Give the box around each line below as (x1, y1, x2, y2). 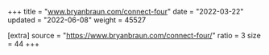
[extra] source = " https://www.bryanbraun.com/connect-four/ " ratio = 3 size (7, 31, 261, 40)
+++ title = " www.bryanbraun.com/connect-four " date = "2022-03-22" (7, 7, 244, 16)
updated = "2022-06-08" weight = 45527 (7, 15, 147, 25)
